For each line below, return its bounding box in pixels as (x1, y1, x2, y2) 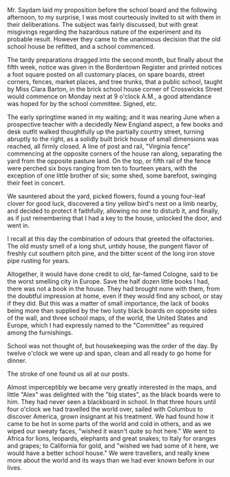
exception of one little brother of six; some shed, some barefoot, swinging (7, 171, 217, 180)
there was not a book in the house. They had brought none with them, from (7, 285, 220, 293)
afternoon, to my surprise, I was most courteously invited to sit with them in (7, 13, 222, 21)
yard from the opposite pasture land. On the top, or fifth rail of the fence (7, 157, 211, 165)
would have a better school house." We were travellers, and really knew (7, 449, 210, 457)
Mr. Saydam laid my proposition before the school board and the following (7, 6, 217, 14)
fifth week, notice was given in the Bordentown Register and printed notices (7, 63, 222, 71)
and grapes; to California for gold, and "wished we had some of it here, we (7, 442, 219, 449)
